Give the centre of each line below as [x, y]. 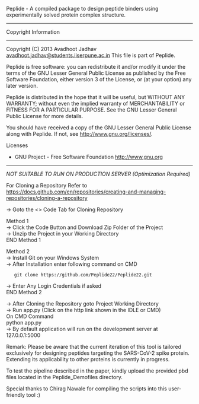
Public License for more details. [45, 116]
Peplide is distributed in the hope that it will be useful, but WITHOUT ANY [96, 97]
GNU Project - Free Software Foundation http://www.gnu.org [89, 157]
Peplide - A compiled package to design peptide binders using [82, 9]
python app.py [24, 322]
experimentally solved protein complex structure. [66, 15]
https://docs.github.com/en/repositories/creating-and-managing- [86, 192]
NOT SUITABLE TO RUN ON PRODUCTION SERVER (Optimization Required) [98, 174]
